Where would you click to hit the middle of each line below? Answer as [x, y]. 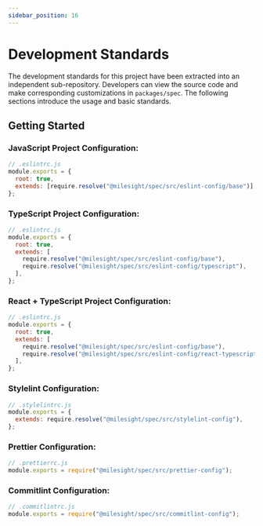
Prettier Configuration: [52, 447]
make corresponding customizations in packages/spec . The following [118, 93]
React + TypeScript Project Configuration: [90, 301]
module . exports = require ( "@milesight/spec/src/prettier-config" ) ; [121, 471]
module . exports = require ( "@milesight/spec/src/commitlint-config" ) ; [124, 514]
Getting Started [47, 125]
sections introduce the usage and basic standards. [90, 101]
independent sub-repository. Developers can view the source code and [123, 84]
